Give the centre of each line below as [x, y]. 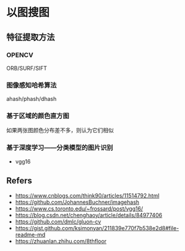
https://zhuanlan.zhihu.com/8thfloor [61, 241]
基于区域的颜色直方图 [38, 116]
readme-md [30, 234]
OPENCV [20, 54]
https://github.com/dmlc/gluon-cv [58, 222]
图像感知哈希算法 [32, 85]
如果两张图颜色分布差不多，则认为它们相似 [60, 130]
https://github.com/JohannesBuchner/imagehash [77, 202]
